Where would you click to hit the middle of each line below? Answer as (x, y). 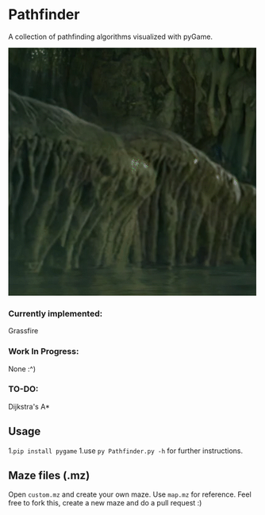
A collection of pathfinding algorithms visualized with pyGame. (110, 37)
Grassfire (23, 331)
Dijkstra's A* (29, 406)
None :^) (22, 369)
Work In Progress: (44, 352)
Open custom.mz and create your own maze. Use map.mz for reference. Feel (130, 494)
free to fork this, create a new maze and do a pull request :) (105, 503)
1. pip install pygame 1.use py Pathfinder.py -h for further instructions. (126, 451)
